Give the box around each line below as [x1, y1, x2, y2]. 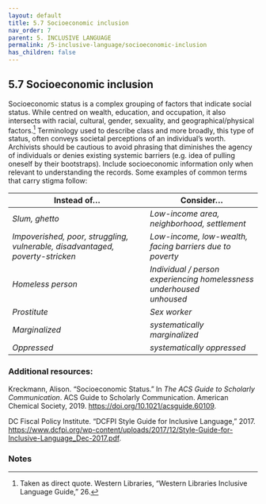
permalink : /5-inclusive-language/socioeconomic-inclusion [8, 41, 207, 49]
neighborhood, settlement [150, 218, 246, 229]
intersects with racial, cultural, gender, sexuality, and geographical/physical [8, 116, 255, 125]
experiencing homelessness [150, 274, 254, 285]
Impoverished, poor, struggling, [12, 231, 129, 242]
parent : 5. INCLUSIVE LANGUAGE [8, 33, 112, 42]
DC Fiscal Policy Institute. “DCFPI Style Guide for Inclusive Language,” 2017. [8, 416, 256, 425]
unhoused [150, 294, 188, 305]
